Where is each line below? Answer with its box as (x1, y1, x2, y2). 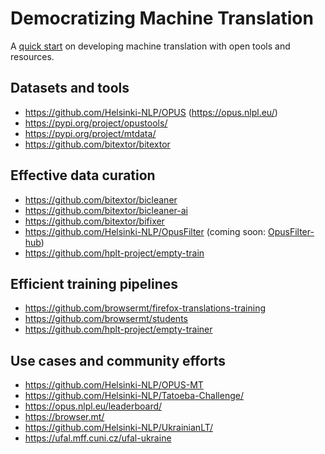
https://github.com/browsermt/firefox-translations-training (24, 302, 266, 314)
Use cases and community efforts (10, 352, 227, 369)
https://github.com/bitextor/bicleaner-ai (24, 204, 188, 216)
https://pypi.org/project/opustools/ (24, 117, 168, 129)
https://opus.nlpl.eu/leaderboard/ (24, 400, 163, 412)
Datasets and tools (10, 80, 130, 97)
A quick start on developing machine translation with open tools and (10, 40, 291, 52)
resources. (10, 50, 55, 62)
